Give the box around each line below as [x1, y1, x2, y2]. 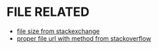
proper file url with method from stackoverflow [16, 34, 152, 42]
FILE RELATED [6, 4, 90, 20]
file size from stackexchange [16, 27, 100, 35]
